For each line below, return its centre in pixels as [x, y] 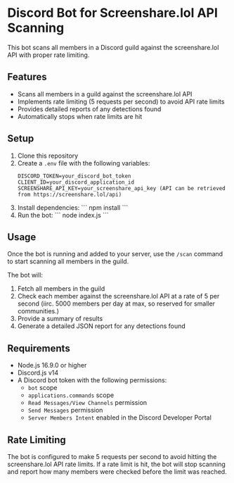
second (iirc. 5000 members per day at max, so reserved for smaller [116, 303]
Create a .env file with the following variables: [84, 163]
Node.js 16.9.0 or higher [52, 365]
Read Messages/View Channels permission [87, 403]
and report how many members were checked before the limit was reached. [117, 472]
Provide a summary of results [60, 319]
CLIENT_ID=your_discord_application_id [76, 182]
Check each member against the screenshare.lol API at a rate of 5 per [118, 296]
